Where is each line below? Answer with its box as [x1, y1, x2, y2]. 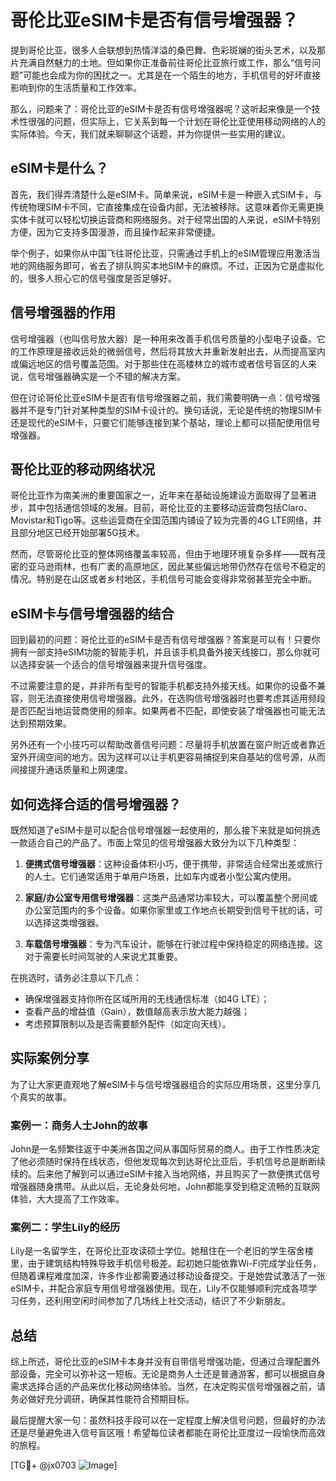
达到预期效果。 [10, 717, 72, 730]
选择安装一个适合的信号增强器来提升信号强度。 [18, 659, 212, 671]
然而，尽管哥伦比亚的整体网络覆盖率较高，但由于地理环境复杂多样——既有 [10, 548, 317, 560]
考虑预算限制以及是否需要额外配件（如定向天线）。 [24, 1018, 232, 1030]
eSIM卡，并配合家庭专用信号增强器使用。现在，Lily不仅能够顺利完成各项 [10, 1282, 309, 1295]
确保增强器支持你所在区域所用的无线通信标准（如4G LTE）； [24, 993, 270, 1005]
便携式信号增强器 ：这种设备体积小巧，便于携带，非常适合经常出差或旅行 [24, 858, 323, 870]
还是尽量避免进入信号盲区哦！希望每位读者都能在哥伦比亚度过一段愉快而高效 [10, 1427, 326, 1439]
